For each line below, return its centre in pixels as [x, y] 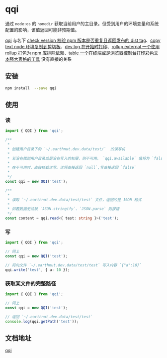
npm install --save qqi [31, 88]
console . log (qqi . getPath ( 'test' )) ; [42, 321]
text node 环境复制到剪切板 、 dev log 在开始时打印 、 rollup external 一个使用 [83, 46]
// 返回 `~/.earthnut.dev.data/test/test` [49, 317]
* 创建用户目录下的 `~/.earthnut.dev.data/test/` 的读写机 [66, 149]
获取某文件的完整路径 [31, 283]
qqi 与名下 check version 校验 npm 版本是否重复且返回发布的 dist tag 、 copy [83, 40]
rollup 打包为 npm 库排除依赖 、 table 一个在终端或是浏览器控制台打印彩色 [80, 53]
